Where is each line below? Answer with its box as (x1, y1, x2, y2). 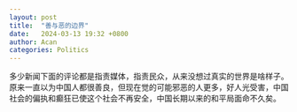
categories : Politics (9, 46, 90, 55)
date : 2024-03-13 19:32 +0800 (9, 29, 129, 38)
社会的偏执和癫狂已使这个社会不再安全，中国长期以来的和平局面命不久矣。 (9, 93, 281, 104)
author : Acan (9, 37, 58, 47)
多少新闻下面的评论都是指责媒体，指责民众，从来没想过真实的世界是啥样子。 (9, 71, 289, 82)
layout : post (9, 12, 58, 22)
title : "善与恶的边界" (9, 21, 89, 30)
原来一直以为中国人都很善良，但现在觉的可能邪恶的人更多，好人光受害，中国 (9, 82, 289, 93)
